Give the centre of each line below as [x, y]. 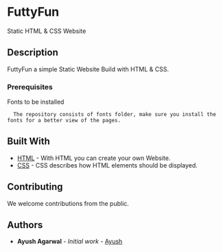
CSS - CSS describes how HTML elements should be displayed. [107, 165]
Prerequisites [30, 87]
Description [33, 53]
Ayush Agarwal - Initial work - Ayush [70, 242]
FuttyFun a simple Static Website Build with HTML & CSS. [88, 69]
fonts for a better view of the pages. [64, 121]
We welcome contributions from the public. [68, 203]
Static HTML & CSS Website [47, 31]
